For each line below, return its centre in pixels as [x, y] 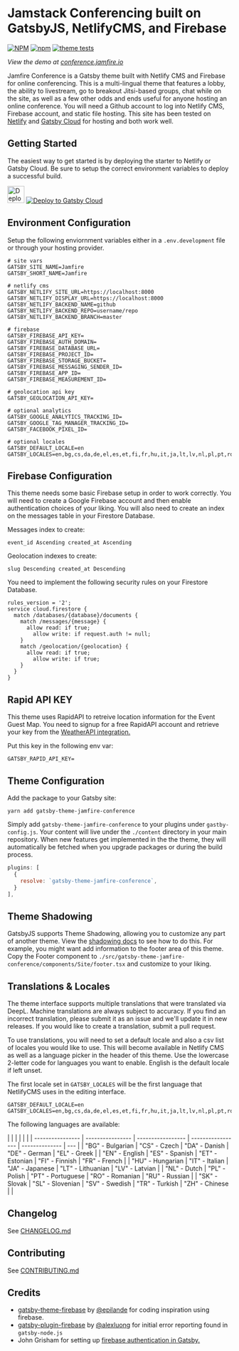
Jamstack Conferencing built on [104, 13]
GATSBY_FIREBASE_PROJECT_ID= [51, 355]
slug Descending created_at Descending [67, 569]
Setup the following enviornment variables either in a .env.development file [116, 240]
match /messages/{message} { [63, 622]
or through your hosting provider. [56, 248]
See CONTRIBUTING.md [43, 1270]
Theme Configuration [56, 781]
